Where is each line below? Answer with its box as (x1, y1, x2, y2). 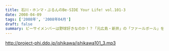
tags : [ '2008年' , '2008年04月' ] (5, 17, 71, 22)
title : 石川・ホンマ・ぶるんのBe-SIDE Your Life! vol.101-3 (5, 7, 126, 13)
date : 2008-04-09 (5, 12, 42, 17)
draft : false (5, 21, 33, 27)
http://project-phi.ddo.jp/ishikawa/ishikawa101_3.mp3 (5, 40, 116, 46)
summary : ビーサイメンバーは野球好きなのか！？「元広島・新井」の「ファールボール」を (5, 26, 165, 31)
